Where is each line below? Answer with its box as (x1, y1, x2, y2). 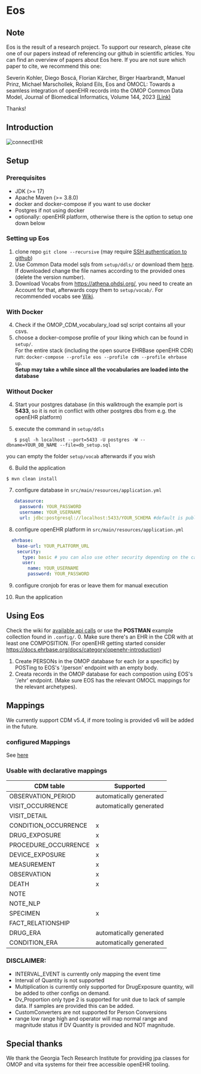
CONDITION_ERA (9, 938, 58, 947)
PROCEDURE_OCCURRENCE (9, 841, 90, 849)
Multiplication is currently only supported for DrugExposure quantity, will (14, 983, 194, 990)
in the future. (6, 723, 38, 730)
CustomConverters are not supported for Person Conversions (14, 1009, 167, 1016)
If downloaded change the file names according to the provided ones (14, 267, 185, 274)
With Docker (6, 308, 44, 316)
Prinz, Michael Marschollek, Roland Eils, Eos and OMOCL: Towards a (6, 80, 175, 88)
